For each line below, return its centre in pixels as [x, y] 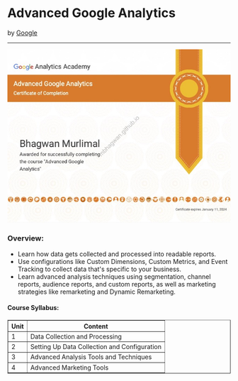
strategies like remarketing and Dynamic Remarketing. [96, 292]
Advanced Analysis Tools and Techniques [91, 357]
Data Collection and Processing [76, 336]
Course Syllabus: [33, 308]
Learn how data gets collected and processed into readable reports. [117, 254]
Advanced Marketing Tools [69, 368]
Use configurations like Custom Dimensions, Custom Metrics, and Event [123, 261]
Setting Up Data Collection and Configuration [96, 347]
